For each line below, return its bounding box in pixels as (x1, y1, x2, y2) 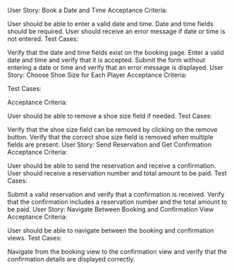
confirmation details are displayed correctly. (7, 255, 135, 263)
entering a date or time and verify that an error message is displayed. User (7, 63, 224, 71)
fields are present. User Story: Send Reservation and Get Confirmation (7, 140, 212, 149)
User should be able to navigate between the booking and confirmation (7, 226, 214, 235)
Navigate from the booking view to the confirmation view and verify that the (7, 247, 228, 256)
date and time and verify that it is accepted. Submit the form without (7, 56, 206, 64)
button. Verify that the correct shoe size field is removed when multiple (7, 133, 214, 141)
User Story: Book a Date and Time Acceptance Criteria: (7, 6, 168, 14)
